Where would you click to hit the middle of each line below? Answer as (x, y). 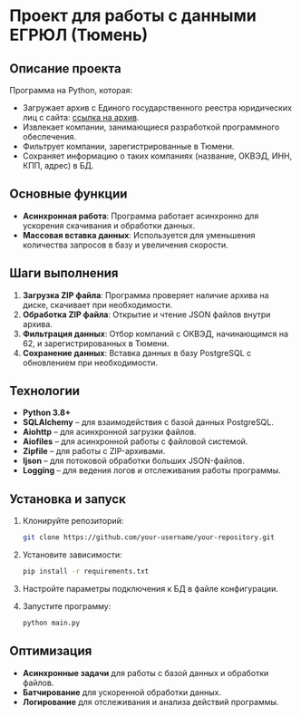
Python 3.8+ (46, 412)
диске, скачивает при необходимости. (97, 305)
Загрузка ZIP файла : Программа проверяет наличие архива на (146, 295)
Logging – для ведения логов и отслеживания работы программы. (151, 470)
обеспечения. (49, 136)
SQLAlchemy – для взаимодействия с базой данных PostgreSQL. (148, 422)
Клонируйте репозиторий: (73, 521)
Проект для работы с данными (133, 16)
